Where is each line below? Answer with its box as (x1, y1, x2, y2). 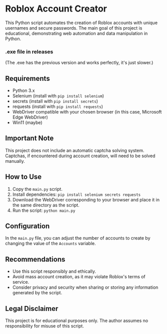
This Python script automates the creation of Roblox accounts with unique (5, 20, 158, 26)
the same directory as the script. (12, 202, 80, 208)
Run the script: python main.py (12, 207, 75, 213)
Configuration (5, 222, 50, 231)
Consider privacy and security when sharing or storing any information (12, 284, 158, 290)
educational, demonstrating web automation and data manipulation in (5, 30, 148, 36)
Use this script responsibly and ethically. (12, 268, 96, 274)
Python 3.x (12, 87, 35, 93)
